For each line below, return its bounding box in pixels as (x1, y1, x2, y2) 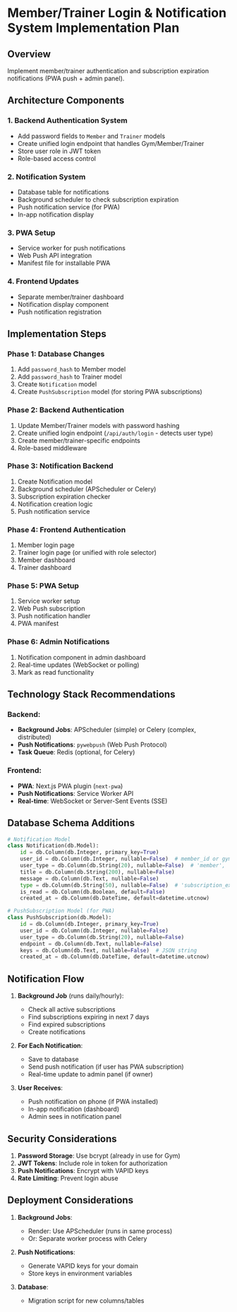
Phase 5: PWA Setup (7, 581, 80, 591)
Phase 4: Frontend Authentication (7, 525, 126, 534)
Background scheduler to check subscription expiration (17, 195, 179, 204)
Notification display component (17, 300, 109, 308)
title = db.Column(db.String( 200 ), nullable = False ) (20, 869, 175, 876)
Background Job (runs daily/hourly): (17, 992, 124, 1000)
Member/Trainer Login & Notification (7, 5, 227, 21)
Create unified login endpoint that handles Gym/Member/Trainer (17, 139, 205, 147)
